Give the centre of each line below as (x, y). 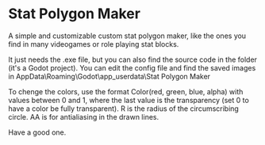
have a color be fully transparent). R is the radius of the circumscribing (124, 109)
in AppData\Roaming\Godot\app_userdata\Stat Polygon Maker (109, 76)
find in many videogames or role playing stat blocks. (94, 44)
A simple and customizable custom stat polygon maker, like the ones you (127, 36)
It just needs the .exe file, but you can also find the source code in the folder (133, 59)
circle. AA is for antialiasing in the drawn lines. (84, 116)
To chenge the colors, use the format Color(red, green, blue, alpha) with (126, 91)
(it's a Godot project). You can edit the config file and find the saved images (132, 67)
